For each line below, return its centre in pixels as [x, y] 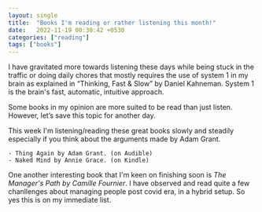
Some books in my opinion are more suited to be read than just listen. [120, 108]
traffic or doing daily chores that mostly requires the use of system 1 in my [128, 75]
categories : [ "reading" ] [49, 37]
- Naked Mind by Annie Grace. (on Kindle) [79, 161]
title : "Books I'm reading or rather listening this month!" [112, 23]
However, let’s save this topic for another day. [82, 115]
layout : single [33, 15]
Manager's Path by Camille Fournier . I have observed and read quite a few [129, 183]
